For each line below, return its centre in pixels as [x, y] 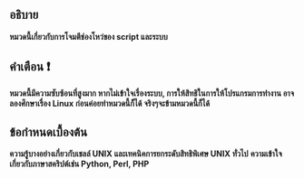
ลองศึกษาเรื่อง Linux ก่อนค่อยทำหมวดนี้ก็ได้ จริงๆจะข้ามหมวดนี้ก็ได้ [110, 103]
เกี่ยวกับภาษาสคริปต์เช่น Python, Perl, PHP [79, 164]
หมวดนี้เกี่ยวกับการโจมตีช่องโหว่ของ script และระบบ [88, 36]
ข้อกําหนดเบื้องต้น [49, 132]
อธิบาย [24, 15]
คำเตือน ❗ [30, 67]
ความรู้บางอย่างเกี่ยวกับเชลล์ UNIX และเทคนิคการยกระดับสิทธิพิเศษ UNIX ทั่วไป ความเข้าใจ [146, 154]
